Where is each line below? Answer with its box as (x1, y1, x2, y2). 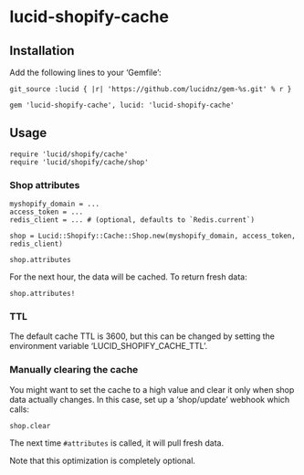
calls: (9, 404, 30, 415)
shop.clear (9, 421, 51, 430)
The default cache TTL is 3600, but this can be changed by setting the (9, 331, 276, 342)
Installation (9, 43, 75, 58)
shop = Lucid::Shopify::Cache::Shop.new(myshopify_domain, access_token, (9, 231, 297, 241)
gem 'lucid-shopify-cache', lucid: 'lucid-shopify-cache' (9, 100, 235, 110)
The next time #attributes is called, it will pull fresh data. (9, 437, 225, 449)
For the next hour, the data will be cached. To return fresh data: (9, 271, 248, 282)
